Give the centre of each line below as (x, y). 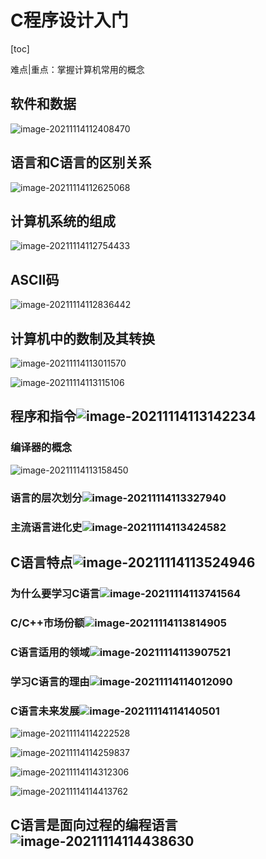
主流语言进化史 (46, 527)
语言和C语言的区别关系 (81, 162)
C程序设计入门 (69, 20)
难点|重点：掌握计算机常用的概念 (77, 69)
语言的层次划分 (46, 498)
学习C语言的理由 (50, 681)
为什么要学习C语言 (55, 593)
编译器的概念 (41, 448)
